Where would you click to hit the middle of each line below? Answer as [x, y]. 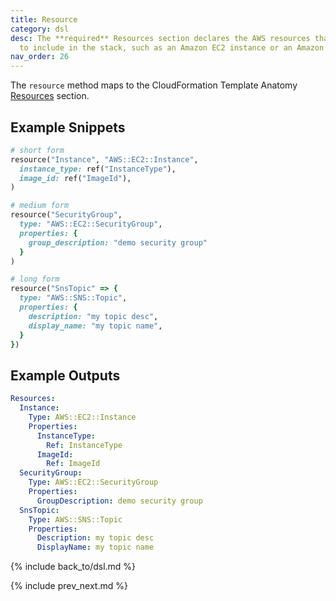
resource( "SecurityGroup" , [66, 215]
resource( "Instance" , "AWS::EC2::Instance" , [104, 159]
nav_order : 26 [40, 57]
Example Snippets [68, 127]
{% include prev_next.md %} [69, 586]
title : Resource [44, 19]
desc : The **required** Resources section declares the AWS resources [160, 38]
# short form [37, 150]
